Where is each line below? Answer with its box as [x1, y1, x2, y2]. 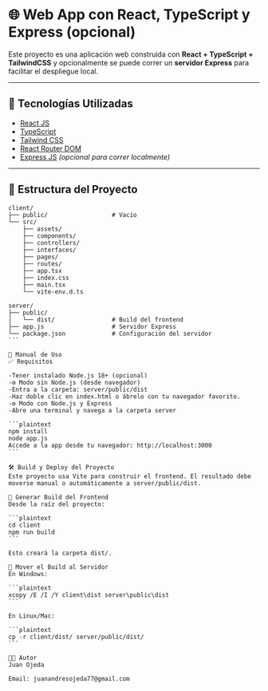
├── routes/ [22, 259, 62, 268]
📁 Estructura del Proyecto [8, 183, 138, 196]
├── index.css [22, 274, 69, 282]
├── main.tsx [22, 281, 66, 289]
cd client [8, 521, 41, 529]
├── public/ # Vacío [8, 211, 137, 219]
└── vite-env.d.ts [22, 287, 84, 296]
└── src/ [8, 218, 37, 226]
